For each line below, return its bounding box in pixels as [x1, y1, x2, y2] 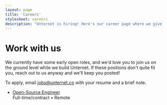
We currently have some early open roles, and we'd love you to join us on [5, 59, 156, 65]
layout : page [5, 7, 32, 12]
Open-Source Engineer [12, 89, 60, 95]
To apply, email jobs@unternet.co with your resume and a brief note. [5, 79, 146, 85]
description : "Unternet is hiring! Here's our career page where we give [5, 21, 162, 26]
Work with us [5, 43, 61, 54]
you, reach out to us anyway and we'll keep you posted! [5, 70, 120, 76]
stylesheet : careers [5, 16, 48, 21]
